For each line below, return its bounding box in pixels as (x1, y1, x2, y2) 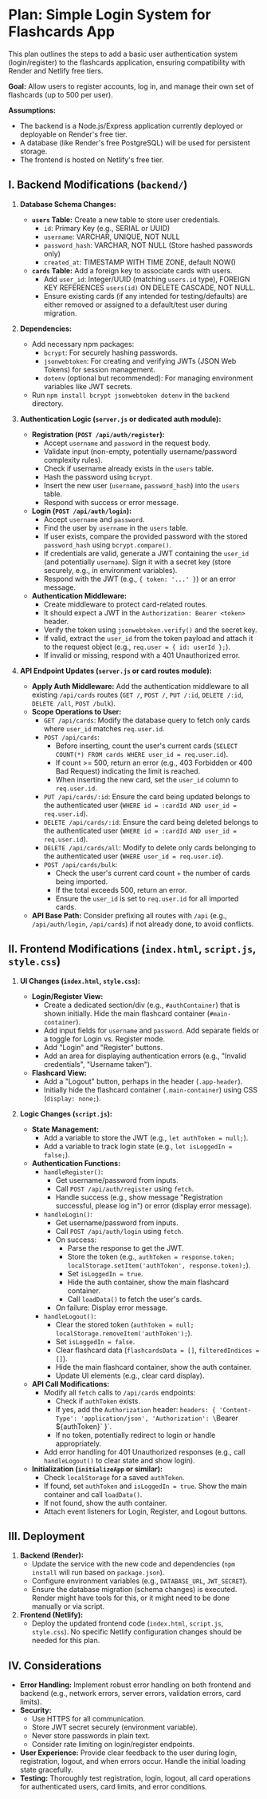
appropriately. (55, 1439, 102, 1448)
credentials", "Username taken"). (43, 1059, 153, 1069)
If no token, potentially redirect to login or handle (55, 1430, 216, 1439)
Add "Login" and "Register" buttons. (43, 1042, 163, 1052)
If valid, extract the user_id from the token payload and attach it (43, 633, 253, 643)
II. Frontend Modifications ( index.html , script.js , (8, 942, 257, 956)
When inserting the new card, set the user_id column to (55, 774, 239, 784)
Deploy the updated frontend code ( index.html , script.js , (31, 1618, 224, 1628)
